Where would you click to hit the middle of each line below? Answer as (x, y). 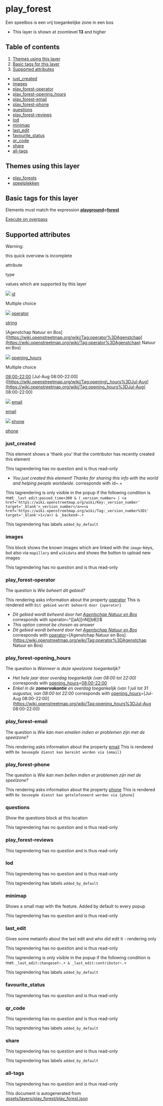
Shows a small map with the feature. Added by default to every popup (75, 906)
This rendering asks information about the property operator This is (73, 600)
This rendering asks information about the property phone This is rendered (80, 789)
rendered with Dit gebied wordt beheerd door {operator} (64, 605)
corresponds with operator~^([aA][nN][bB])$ (57, 620)
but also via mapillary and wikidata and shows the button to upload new (78, 553)
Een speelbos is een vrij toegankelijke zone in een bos (59, 22)
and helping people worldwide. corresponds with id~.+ (67, 483)
